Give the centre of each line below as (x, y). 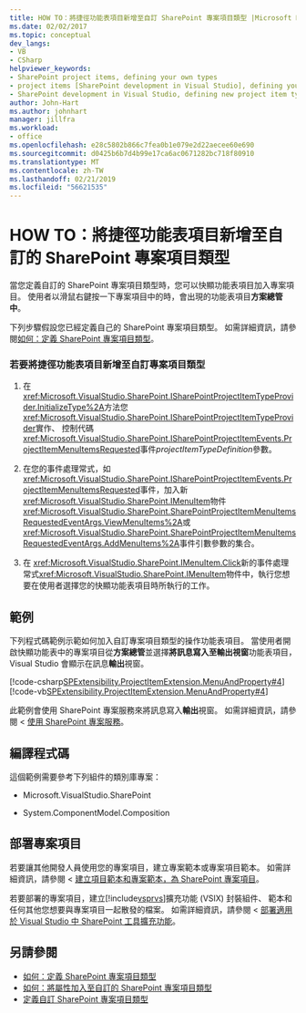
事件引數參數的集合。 (219, 543)
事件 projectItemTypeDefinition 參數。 (208, 450)
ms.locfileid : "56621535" (58, 188)
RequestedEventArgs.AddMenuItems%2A (101, 543)
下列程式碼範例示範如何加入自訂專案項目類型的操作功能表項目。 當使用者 (146, 641)
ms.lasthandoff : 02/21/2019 (63, 179)
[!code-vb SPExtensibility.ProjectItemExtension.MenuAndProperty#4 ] (139, 692)
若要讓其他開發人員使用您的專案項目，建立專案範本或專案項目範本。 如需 (146, 867)
